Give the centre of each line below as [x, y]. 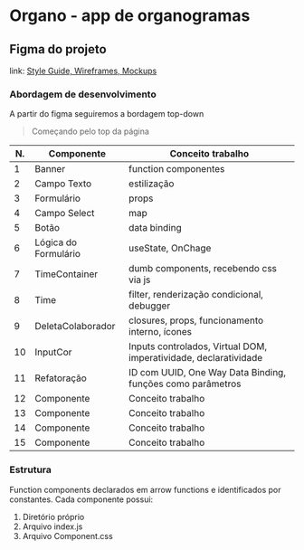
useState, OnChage [170, 248]
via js [139, 280]
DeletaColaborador [75, 327]
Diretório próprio [53, 517]
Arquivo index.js [52, 526]
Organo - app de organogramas [130, 16]
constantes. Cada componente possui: [81, 499]
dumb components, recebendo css [203, 269]
